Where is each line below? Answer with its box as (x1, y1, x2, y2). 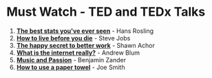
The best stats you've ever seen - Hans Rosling (16, 27, 154, 35)
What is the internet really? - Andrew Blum (16, 49, 140, 57)
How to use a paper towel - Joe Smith (16, 63, 125, 71)
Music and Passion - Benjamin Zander (16, 55, 127, 64)
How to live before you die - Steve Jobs (16, 34, 131, 42)
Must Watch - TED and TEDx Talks (6, 4, 206, 20)
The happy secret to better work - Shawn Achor (16, 41, 156, 49)
